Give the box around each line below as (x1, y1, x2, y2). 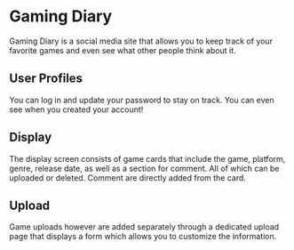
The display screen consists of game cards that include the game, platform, (9, 153, 286, 164)
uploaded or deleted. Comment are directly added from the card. (9, 172, 247, 183)
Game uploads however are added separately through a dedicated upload (9, 222, 280, 232)
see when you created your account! (9, 104, 144, 115)
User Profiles (9, 71, 83, 86)
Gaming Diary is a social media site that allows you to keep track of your (9, 36, 274, 46)
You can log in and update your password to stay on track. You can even (9, 94, 274, 105)
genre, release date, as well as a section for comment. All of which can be (9, 163, 280, 173)
